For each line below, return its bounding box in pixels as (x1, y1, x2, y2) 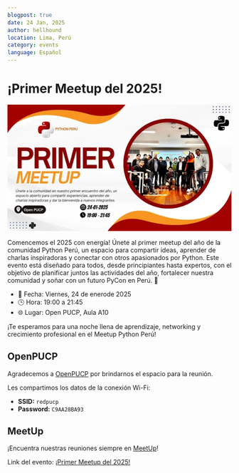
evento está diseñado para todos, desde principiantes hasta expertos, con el (7, 261, 232, 269)
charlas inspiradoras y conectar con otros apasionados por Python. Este (7, 253, 219, 261)
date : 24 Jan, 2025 (7, 19, 65, 26)
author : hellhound (7, 26, 62, 33)
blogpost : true (7, 11, 53, 19)
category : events (7, 41, 59, 49)
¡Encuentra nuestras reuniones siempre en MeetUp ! (7, 444, 159, 452)
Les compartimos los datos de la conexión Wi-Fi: (7, 383, 151, 392)
